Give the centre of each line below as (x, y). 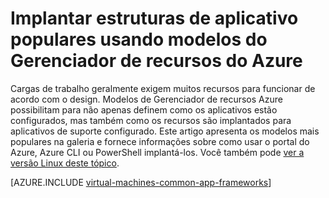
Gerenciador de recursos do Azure (156, 61)
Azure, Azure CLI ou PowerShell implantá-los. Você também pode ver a (157, 152)
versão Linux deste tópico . (65, 163)
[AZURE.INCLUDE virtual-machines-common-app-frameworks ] (141, 182)
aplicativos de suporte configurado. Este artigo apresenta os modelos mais (165, 131)
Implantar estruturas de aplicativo (154, 18)
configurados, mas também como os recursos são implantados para (151, 120)
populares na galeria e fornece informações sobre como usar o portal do (160, 141)
